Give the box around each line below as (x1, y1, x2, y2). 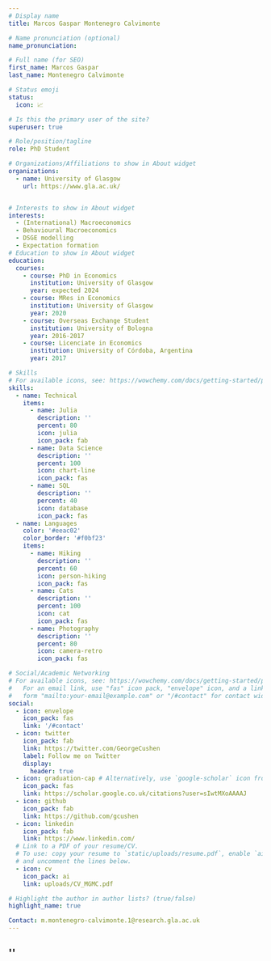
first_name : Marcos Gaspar (8, 64, 99, 72)
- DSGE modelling (15, 234, 74, 243)
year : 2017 (29, 354, 67, 362)
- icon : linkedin (15, 819, 74, 828)
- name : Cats (29, 587, 74, 595)
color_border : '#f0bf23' (23, 535, 106, 543)
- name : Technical (15, 392, 78, 400)
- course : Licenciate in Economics (23, 339, 143, 348)
